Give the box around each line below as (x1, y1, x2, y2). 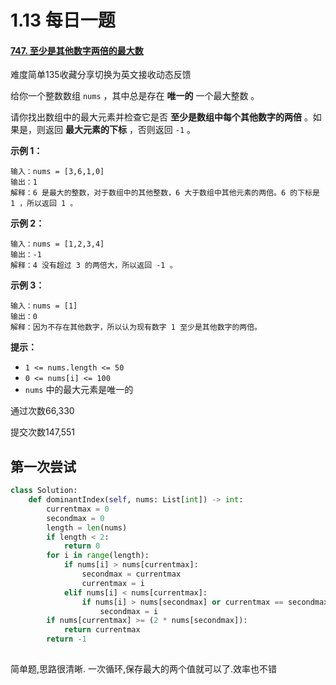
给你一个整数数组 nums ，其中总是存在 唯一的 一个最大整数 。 (10, 90, 260, 102)
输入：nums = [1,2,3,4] (10, 239, 105, 250)
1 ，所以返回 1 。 (10, 199, 78, 209)
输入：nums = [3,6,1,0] (10, 167, 105, 177)
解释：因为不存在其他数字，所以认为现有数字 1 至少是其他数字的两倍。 (10, 322, 262, 333)
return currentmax (63, 625, 141, 635)
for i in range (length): (46, 551, 150, 561)
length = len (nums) (46, 522, 128, 533)
